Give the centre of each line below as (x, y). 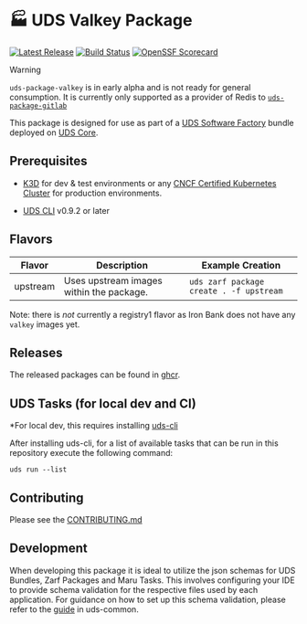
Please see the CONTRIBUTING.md (76, 519)
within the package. (106, 291)
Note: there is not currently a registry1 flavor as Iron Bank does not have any (153, 314)
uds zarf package (227, 281)
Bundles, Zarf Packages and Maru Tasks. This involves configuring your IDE (152, 580)
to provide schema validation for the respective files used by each (134, 589)
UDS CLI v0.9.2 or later (66, 210)
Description (122, 265)
